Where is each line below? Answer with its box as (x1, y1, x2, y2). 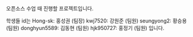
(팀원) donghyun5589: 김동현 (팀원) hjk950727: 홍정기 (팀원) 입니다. (6, 25, 165, 31)
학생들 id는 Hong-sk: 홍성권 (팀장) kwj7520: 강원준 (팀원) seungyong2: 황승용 (6, 17, 187, 24)
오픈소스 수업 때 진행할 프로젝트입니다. (6, 5, 94, 12)
